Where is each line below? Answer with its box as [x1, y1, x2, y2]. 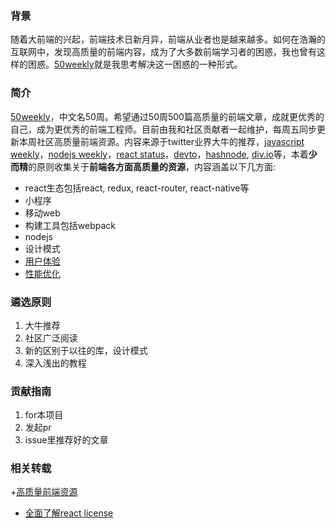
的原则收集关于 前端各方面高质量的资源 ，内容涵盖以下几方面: [28, 160, 277, 172]
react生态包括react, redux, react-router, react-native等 [24, 182, 250, 194]
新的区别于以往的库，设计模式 [24, 344, 148, 356]
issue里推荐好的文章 [24, 434, 109, 446]
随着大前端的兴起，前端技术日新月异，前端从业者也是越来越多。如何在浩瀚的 [10, 33, 326, 46]
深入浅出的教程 [24, 357, 87, 369]
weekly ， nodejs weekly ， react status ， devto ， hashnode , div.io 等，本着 [10, 148, 309, 160]
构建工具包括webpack [24, 219, 116, 231]
